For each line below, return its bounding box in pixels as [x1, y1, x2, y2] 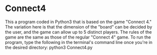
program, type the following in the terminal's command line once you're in [5, 39, 153, 45]
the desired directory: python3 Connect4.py [5, 44, 93, 50]
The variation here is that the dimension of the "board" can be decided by [5, 24, 153, 29]
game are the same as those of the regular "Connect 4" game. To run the [5, 34, 151, 40]
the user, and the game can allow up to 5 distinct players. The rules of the [5, 29, 152, 35]
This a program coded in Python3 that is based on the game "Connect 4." [5, 19, 152, 25]
